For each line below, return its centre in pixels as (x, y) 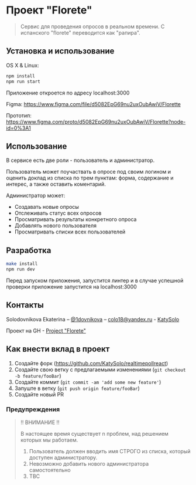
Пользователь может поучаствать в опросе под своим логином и (89, 172)
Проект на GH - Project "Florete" (46, 330)
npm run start (23, 82)
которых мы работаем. (49, 440)
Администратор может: (36, 196)
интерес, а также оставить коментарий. (56, 184)
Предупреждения (33, 409)
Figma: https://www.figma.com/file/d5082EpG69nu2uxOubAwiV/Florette (94, 104)
